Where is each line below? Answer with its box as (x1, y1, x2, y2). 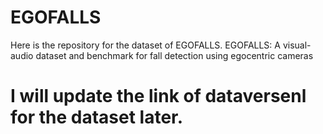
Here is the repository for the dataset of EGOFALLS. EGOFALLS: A (10, 39, 281, 51)
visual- (282, 39, 312, 51)
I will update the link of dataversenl (10, 85, 307, 108)
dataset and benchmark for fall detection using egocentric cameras (35, 49, 314, 61)
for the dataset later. (10, 106, 184, 129)
